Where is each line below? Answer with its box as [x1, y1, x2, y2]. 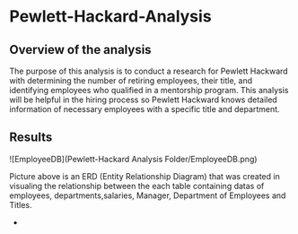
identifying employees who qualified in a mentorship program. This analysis [9, 85, 289, 95]
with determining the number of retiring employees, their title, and [9, 75, 253, 86]
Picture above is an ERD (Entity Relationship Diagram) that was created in [9, 170, 280, 181]
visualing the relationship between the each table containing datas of [9, 180, 265, 191]
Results [9, 130, 53, 145]
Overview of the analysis [9, 42, 152, 57]
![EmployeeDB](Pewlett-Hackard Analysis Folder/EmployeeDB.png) [9, 153, 258, 164]
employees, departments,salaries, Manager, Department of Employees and [9, 190, 286, 201]
